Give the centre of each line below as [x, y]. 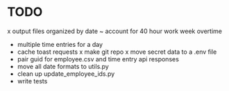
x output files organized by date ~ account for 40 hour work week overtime [114, 31]
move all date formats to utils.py [63, 66]
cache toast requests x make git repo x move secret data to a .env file [117, 52]
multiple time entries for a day [60, 44]
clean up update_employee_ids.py [66, 74]
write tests [32, 81]
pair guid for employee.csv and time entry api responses [98, 59]
